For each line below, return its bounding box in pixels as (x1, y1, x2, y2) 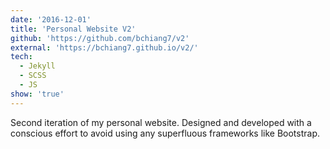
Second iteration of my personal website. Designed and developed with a (10, 116, 312, 128)
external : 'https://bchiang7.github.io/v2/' (10, 42, 199, 53)
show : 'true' (10, 89, 65, 99)
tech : (10, 52, 33, 62)
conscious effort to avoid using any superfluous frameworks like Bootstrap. (10, 127, 320, 139)
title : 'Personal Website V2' (10, 24, 137, 34)
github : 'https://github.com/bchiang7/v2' (10, 33, 190, 43)
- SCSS (19, 71, 47, 81)
